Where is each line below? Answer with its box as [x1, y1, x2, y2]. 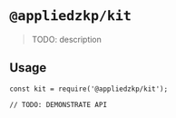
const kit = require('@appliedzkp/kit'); [9, 84, 169, 93]
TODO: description [31, 34, 103, 44]
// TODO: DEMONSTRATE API [9, 100, 107, 109]
